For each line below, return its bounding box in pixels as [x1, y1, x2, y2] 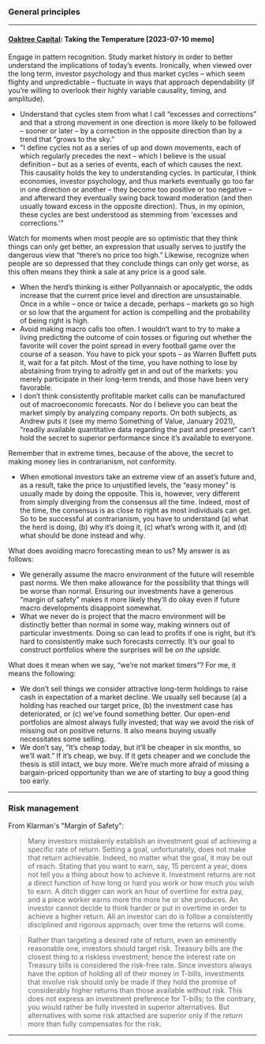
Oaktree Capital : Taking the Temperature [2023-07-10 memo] [8, 34, 215, 43]
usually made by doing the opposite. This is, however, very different [19, 488, 241, 498]
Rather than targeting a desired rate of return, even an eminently [27, 935, 237, 945]
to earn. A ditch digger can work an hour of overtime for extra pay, [27, 886, 244, 896]
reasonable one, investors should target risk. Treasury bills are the [27, 943, 243, 953]
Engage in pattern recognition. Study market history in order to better [8, 52, 233, 62]
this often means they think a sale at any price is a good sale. [8, 267, 207, 276]
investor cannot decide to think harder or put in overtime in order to [27, 903, 247, 912]
